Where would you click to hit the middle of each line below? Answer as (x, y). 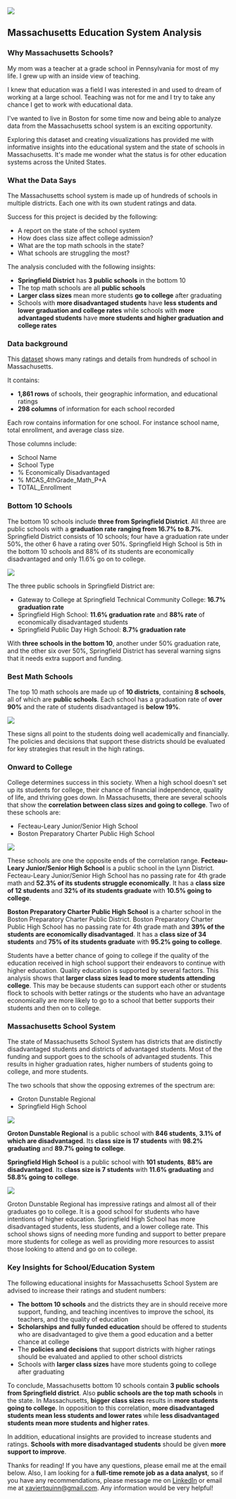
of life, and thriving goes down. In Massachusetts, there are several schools (117, 798)
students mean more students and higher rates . (79, 1423)
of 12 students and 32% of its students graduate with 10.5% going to (110, 891)
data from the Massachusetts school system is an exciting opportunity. (110, 126)
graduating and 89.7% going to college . (67, 1149)
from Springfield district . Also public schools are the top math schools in (115, 1393)
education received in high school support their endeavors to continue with (116, 963)
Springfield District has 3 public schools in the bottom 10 (101, 280)
